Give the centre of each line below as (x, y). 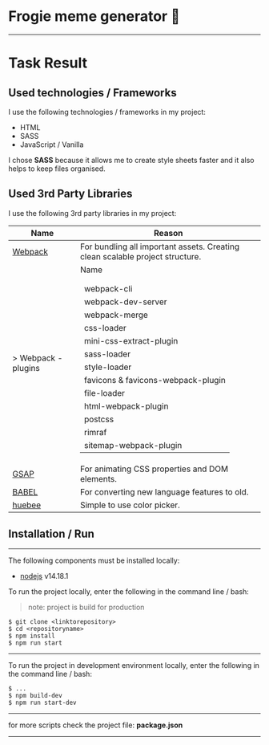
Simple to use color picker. (130, 505)
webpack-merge (116, 315)
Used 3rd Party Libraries (70, 194)
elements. (98, 479)
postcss (99, 419)
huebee (27, 505)
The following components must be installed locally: (94, 560)
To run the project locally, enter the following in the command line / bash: (129, 592)
